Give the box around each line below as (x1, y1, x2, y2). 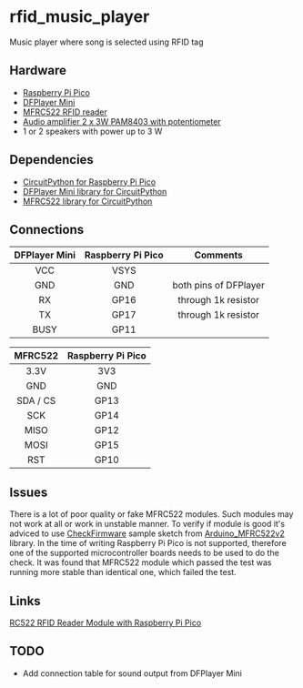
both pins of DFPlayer (172, 279, 266, 292)
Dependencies (9, 152, 94, 167)
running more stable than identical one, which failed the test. (9, 567, 237, 578)
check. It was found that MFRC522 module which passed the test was (9, 557, 272, 568)
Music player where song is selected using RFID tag (9, 36, 204, 47)
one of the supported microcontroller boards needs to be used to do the (9, 548, 279, 559)
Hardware (9, 63, 66, 78)
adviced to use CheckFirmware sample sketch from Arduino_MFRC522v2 (9, 528, 285, 539)
